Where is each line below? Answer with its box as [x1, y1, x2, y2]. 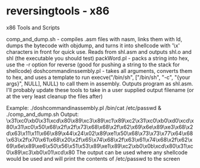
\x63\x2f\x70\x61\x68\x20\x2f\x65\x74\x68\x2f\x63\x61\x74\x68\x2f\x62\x [6, 136, 193, 143]
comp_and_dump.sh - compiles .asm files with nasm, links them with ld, [6, 35, 183, 42]
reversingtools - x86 [6, 4, 110, 18]
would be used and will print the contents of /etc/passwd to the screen [6, 155, 180, 162]
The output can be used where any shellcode [76, 148, 188, 156]
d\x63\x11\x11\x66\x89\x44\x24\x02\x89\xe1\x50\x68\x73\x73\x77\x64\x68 [6, 130, 193, 137]
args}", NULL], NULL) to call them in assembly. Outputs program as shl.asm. [6, 80, 193, 87]
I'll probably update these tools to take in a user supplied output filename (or [6, 86, 194, 93]
